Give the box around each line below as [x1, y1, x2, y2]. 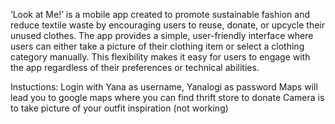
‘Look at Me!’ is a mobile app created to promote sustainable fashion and [10, 9, 310, 20]
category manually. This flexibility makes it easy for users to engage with [10, 51, 311, 63]
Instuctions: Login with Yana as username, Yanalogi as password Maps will [10, 81, 318, 93]
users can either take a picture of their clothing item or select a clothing [10, 40, 305, 52]
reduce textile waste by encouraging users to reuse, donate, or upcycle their [10, 19, 326, 31]
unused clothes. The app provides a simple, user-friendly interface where [10, 30, 314, 41]
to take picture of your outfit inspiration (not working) [10, 102, 229, 114]
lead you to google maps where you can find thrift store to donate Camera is [10, 92, 325, 103]
